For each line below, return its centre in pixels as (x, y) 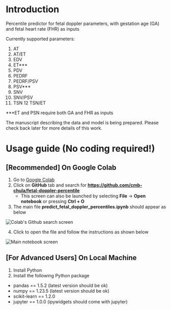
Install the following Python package (51, 275)
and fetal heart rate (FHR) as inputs (42, 29)
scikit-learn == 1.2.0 (34, 296)
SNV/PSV (23, 97)
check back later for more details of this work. (54, 128)
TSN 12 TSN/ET (30, 102)
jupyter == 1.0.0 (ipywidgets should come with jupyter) (70, 301)
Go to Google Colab (34, 179)
